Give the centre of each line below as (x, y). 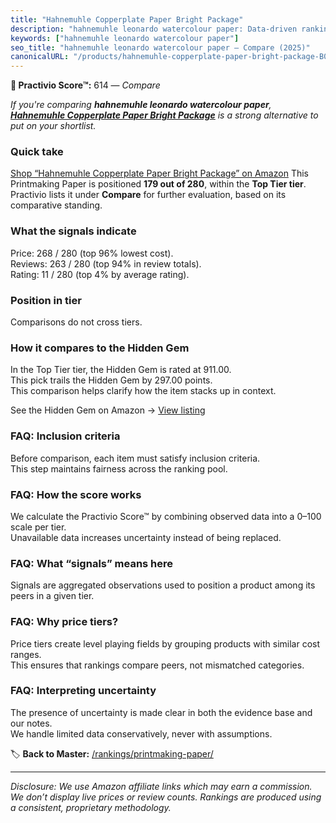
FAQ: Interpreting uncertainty (83, 691)
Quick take (37, 152)
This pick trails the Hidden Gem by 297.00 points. (111, 380)
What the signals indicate (73, 231)
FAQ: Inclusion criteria (65, 436)
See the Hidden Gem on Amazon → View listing (108, 410)
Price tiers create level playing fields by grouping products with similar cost (165, 643)
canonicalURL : (40, 57)
